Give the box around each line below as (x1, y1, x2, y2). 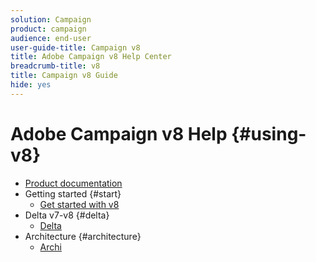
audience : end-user (10, 33, 92, 43)
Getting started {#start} (24, 187, 122, 200)
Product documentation (24, 177, 123, 189)
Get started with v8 (39, 198, 120, 210)
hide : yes (10, 80, 52, 90)
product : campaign (10, 24, 87, 34)
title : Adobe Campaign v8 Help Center (10, 52, 172, 62)
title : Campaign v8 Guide (10, 71, 118, 81)
